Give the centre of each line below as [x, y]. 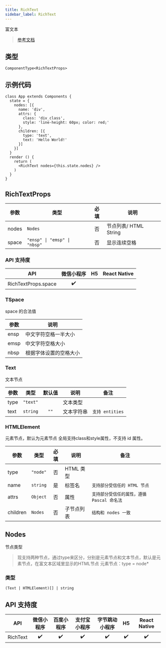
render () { [22, 157]
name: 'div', [32, 109]
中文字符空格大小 [45, 343]
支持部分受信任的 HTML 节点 [120, 486]
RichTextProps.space [32, 284]
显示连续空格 [122, 242]
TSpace [15, 300]
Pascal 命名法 [107, 500]
